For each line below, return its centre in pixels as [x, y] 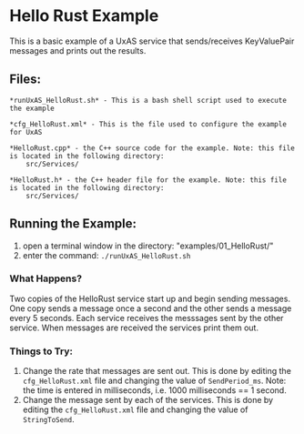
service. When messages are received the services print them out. [134, 328]
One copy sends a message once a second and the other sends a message [151, 308]
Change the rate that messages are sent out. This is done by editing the [157, 371]
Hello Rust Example [84, 16]
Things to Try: [41, 351]
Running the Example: [73, 224]
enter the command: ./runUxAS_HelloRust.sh [106, 255]
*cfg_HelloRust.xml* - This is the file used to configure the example [148, 124]
